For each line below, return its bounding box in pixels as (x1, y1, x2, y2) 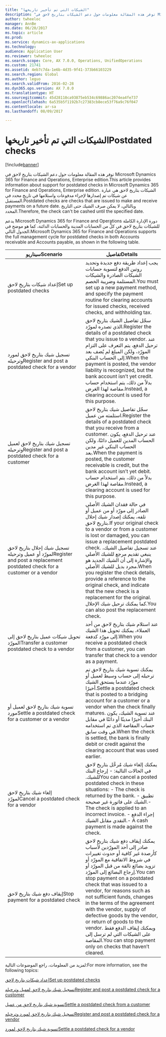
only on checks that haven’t (85, 943, 150, 950)
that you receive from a (85, 424, 139, 431)
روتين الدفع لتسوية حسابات (85, 265, 142, 272)
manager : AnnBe (5, 21, 37, 26)
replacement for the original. (85, 594, 152, 601)
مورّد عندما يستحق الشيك (85, 678, 138, 685)
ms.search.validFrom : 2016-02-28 (5, 81, 74, 86)
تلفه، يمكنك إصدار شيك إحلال (85, 513, 146, 520)
